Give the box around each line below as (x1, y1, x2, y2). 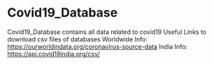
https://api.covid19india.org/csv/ (7, 50, 100, 58)
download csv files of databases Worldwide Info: (7, 35, 148, 43)
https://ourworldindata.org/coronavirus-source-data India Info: (7, 42, 188, 50)
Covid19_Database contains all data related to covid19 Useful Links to (7, 28, 207, 36)
